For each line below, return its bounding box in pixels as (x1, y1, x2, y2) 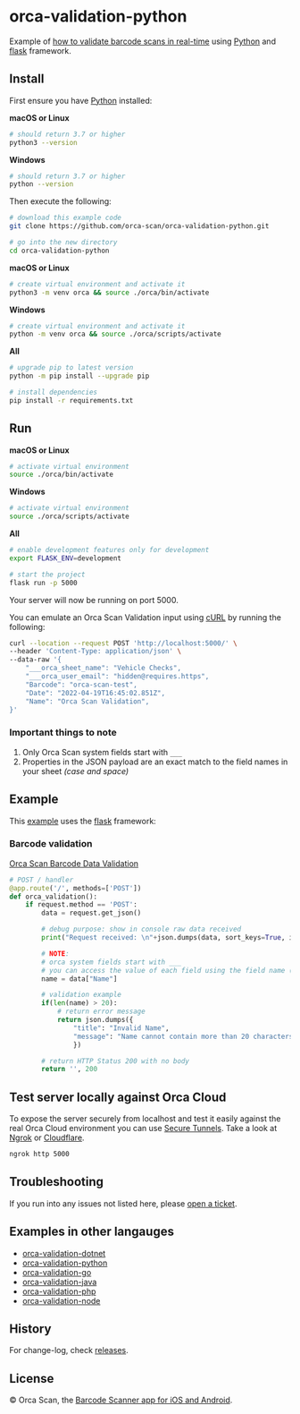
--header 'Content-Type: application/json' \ (9, 647, 181, 656)
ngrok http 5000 (9, 1150, 70, 1159)
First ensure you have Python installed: (9, 95, 153, 106)
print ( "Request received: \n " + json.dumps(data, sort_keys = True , (41, 933, 286, 942)
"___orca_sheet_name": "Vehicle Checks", (25, 664, 181, 673)
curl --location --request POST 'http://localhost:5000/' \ (9, 638, 238, 648)
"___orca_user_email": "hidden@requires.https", (25, 672, 210, 681)
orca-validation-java (21, 1276, 97, 1287)
